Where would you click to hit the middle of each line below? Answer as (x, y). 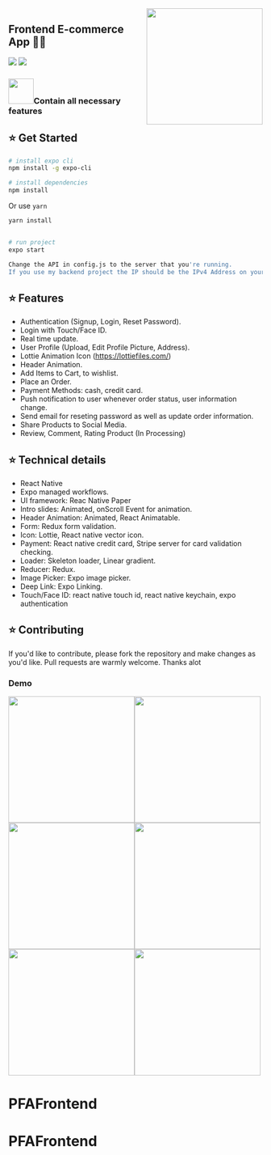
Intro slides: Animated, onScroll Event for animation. (106, 510)
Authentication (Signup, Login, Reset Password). (100, 322)
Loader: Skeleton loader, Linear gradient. (88, 561)
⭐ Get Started (43, 138)
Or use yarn (28, 206)
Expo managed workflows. (64, 492)
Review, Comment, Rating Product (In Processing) (103, 434)
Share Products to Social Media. (73, 425)
